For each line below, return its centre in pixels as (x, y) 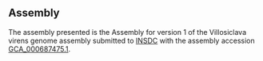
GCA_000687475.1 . (40, 49)
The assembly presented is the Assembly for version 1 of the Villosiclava (128, 32)
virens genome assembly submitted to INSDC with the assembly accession (132, 40)
